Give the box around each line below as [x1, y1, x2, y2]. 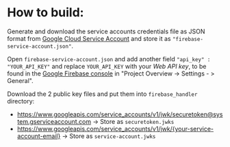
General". [7, 76, 34, 84]
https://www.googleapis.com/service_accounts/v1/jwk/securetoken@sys [16, 110, 223, 118]
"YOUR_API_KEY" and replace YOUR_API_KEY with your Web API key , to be [7, 62, 207, 70]
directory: [7, 97, 35, 105]
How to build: [7, 5, 84, 20]
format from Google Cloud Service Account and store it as [7, 34, 171, 42]
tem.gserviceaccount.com [16, 117, 91, 125]
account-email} [16, 131, 61, 140]
